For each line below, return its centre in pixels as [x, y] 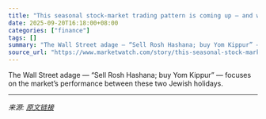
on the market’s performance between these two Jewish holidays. [116, 83]
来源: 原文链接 [31, 107]
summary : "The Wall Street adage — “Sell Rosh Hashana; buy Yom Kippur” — [134, 45]
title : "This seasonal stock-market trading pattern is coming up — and [131, 15]
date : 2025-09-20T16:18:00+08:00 [63, 23]
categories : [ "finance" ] [49, 30]
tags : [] [23, 38]
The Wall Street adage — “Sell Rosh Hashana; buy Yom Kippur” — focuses [130, 75]
